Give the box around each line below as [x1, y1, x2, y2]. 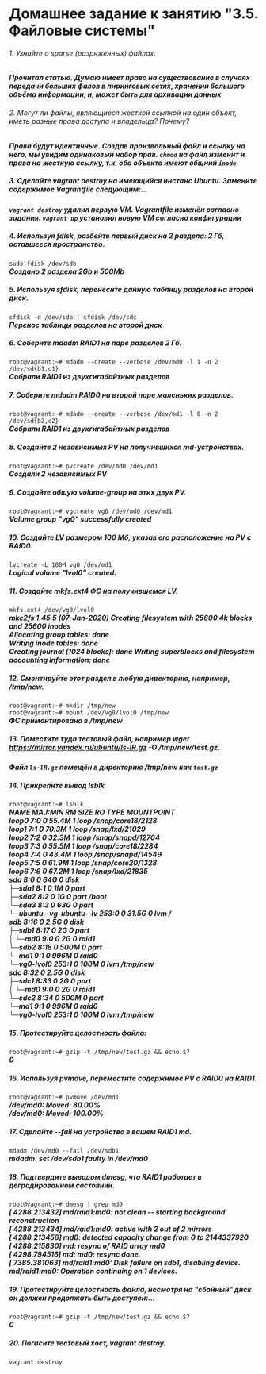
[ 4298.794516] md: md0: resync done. [9, 1249, 141, 1259]
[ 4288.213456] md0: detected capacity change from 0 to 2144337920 [9, 1233, 249, 1242]
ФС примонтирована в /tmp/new [9, 716, 123, 725]
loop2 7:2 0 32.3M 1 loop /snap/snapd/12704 [9, 833, 161, 842]
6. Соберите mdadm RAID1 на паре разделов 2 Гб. [9, 338, 182, 348]
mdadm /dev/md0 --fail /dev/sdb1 [9, 1147, 120, 1155]
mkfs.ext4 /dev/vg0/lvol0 [9, 606, 94, 614]
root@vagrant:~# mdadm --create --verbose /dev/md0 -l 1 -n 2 [9, 358, 218, 366]
